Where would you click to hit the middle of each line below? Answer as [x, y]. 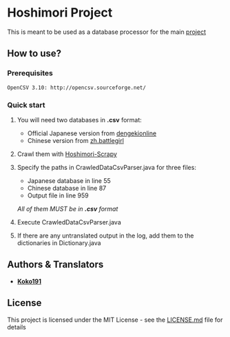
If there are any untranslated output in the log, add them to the [105, 235]
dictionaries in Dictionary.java [59, 242]
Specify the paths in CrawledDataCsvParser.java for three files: [106, 167]
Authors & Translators [55, 265]
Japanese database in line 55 [69, 180]
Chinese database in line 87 [67, 188]
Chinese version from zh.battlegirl [75, 140]
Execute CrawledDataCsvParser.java [69, 222]
